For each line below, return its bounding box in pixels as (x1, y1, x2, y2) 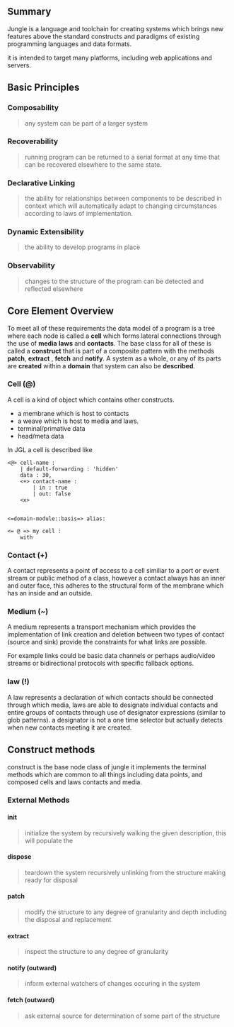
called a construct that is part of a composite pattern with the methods (7, 346, 214, 355)
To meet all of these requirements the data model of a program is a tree (7, 324, 216, 332)
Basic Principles (7, 82, 80, 94)
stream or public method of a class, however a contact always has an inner (7, 574, 226, 583)
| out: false (33, 490, 71, 498)
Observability (7, 260, 55, 270)
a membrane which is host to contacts (17, 409, 129, 417)
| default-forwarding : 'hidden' (20, 465, 119, 473)
